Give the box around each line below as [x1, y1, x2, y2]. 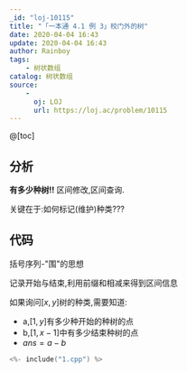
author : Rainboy [9, 47, 70, 56]
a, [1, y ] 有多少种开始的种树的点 [22, 315, 134, 326]
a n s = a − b [22, 337, 67, 348]
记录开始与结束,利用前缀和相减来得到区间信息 [9, 277, 179, 288]
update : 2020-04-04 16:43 [9, 38, 107, 48]
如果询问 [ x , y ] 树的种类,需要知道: [9, 296, 128, 307]
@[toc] [9, 130, 35, 141]
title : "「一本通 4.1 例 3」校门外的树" [9, 22, 149, 31]
